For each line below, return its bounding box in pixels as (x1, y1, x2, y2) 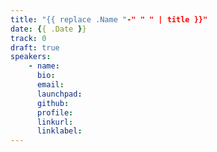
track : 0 (10, 33, 47, 43)
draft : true (10, 42, 60, 53)
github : (36, 98, 70, 108)
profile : (36, 107, 74, 118)
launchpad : (36, 89, 83, 99)
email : (36, 80, 65, 90)
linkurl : (36, 117, 74, 127)
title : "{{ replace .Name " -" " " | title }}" (10, 14, 208, 25)
